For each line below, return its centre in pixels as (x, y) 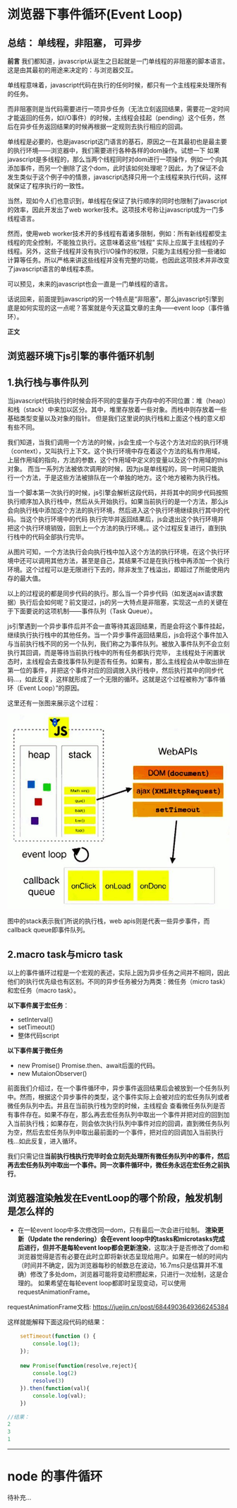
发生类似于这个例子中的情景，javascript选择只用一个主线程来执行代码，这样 (117, 177)
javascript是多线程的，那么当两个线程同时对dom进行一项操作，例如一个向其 (117, 159)
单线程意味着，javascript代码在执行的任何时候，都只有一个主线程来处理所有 (117, 85)
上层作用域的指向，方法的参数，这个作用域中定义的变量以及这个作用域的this (117, 460)
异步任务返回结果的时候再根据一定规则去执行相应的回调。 (103, 127)
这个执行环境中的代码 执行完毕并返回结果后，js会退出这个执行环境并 (125, 519)
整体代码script (38, 1035)
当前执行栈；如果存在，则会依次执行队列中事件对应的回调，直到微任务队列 (121, 1123)
